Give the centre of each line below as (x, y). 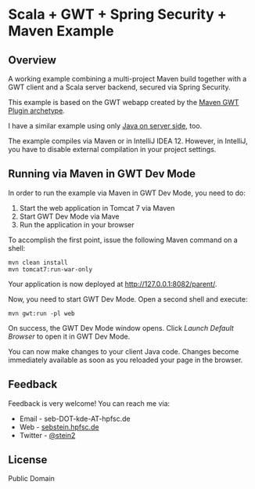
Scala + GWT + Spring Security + (117, 14)
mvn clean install (38, 263)
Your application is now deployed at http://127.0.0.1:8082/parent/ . (113, 284)
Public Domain (31, 479)
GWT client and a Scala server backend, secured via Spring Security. (119, 87)
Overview (32, 60)
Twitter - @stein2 (47, 435)
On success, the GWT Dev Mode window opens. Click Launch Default (121, 328)
